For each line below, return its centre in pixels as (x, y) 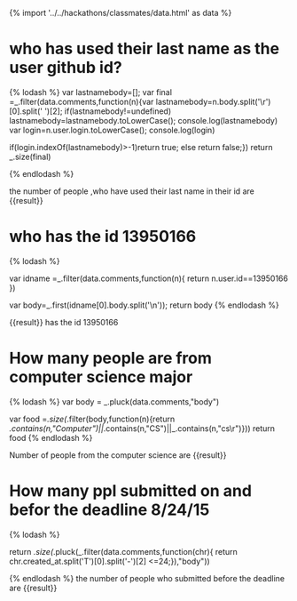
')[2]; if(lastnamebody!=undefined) (108, 111)
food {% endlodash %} (51, 437)
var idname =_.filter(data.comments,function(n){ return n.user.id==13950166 (148, 278)
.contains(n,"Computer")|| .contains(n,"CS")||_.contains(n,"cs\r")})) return (142, 428)
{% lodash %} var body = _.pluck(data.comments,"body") (114, 401)
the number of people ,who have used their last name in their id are (132, 191)
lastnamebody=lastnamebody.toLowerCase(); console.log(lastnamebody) (144, 120)
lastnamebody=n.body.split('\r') (213, 101)
